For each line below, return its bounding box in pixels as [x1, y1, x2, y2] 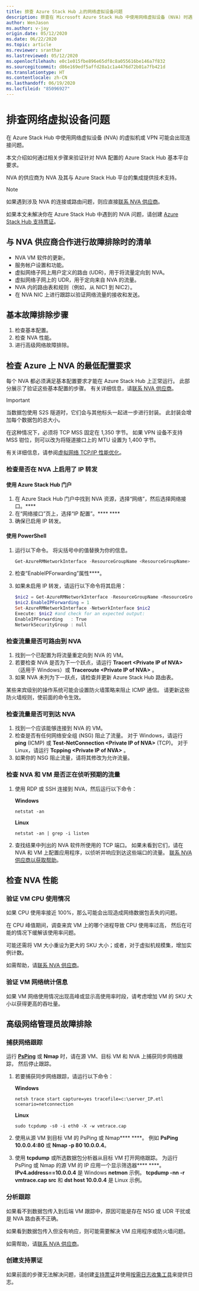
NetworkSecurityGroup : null [14, 622, 87, 628]
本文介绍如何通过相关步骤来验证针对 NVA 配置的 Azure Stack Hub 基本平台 [6, 154, 188, 161]
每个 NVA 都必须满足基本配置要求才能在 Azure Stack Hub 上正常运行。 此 [6, 378, 185, 385]
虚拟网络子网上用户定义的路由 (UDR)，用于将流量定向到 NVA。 [14, 269, 168, 276]
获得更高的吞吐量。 [16, 1000, 63, 1007]
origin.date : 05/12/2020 [6, 31, 68, 37]
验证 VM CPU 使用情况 [6, 894, 70, 903]
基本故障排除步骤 [6, 310, 69, 320]
